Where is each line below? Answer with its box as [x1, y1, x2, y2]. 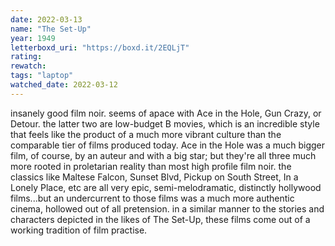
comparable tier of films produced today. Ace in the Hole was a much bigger [10, 139, 326, 151]
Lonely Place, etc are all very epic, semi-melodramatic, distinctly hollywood [10, 181, 322, 193]
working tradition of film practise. [10, 224, 148, 236]
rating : [10, 52, 43, 62]
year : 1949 [10, 33, 56, 43]
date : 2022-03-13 [10, 14, 83, 25]
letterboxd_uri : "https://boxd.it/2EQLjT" [10, 42, 190, 53]
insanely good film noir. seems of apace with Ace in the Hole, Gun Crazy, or [10, 107, 322, 119]
